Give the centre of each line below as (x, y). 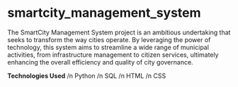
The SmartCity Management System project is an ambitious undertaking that (119, 32)
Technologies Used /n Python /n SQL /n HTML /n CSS (87, 76)
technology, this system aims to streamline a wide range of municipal (108, 47)
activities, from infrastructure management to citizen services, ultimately (113, 55)
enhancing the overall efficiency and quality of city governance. (100, 62)
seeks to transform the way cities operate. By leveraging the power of (109, 39)
